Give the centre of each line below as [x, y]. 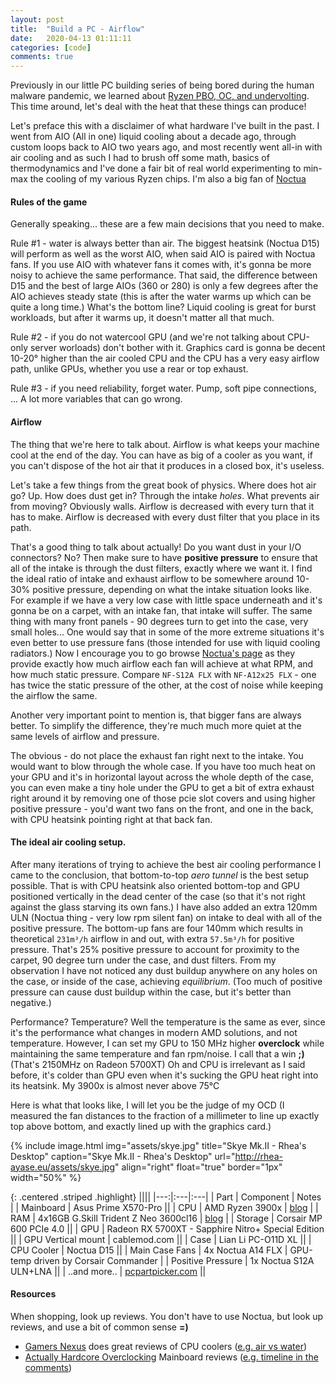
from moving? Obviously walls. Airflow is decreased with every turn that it [162, 506]
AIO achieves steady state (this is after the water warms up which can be [161, 297]
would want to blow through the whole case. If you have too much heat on [163, 766]
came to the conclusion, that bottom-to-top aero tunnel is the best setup [159, 875]
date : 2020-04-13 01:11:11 [71, 38]
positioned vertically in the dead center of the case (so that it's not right [158, 896]
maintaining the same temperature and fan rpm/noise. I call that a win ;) [157, 1053]
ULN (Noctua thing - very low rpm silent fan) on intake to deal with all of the [166, 917]
